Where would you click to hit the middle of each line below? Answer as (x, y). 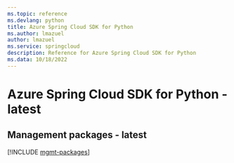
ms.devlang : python (36, 20)
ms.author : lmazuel (36, 33)
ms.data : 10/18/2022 (38, 60)
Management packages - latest (77, 135)
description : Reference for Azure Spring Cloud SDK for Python (102, 53)
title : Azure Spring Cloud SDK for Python (70, 27)
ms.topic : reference (38, 14)
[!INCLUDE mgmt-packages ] (48, 152)
